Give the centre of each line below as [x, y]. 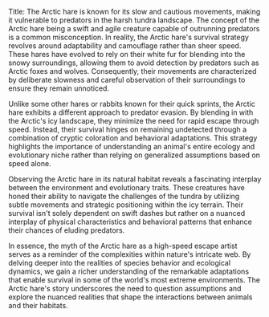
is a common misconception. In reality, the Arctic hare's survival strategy [128, 37]
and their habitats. [38, 305]
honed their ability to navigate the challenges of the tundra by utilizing [124, 196]
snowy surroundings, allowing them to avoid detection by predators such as [134, 63]
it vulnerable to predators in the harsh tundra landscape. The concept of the [134, 20]
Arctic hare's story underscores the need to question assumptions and [125, 289]
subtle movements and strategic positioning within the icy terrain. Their [126, 205]
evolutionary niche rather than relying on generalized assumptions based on [134, 155]
